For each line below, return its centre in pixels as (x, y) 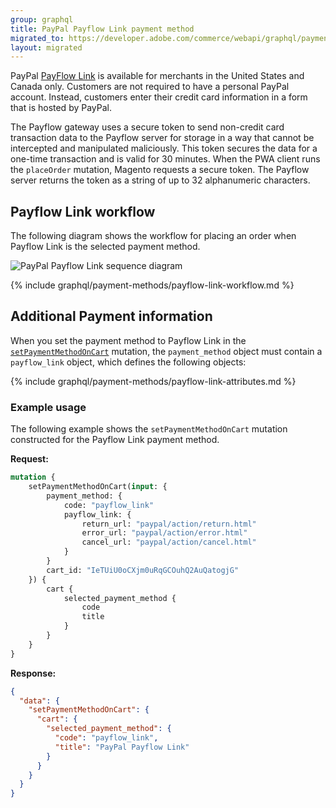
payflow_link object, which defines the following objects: (128, 362)
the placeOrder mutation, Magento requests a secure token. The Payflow (160, 170)
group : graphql (42, 19)
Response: (33, 673)
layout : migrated (46, 47)
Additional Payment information (111, 316)
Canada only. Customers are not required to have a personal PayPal (150, 87)
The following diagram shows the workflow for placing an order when (153, 236)
